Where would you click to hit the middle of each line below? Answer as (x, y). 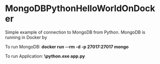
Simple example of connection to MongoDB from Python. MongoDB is (75, 32)
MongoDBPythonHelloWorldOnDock (80, 8)
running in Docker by (26, 37)
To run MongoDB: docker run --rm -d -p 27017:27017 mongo (67, 47)
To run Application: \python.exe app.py (45, 56)
